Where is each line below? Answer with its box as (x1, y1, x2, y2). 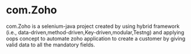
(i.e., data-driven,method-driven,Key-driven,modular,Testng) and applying (6, 28, 185, 35)
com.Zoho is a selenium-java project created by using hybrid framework (6, 23, 180, 30)
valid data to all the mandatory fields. (6, 41, 95, 48)
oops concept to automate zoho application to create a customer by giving (6, 35, 186, 42)
